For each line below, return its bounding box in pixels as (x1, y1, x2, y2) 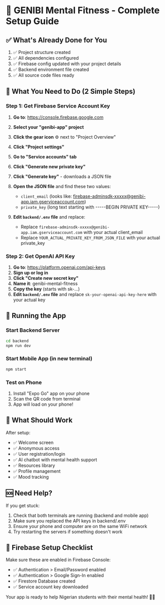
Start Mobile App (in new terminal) (6, 355, 93, 362)
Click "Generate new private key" (13, 163, 86, 170)
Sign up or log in (13, 270, 49, 276)
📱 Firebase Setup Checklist (6, 543, 93, 552)
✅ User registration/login (13, 451, 65, 457)
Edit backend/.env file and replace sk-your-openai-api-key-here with (13, 291, 157, 297)
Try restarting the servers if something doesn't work (13, 529, 123, 535)
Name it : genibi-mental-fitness (13, 280, 78, 286)
